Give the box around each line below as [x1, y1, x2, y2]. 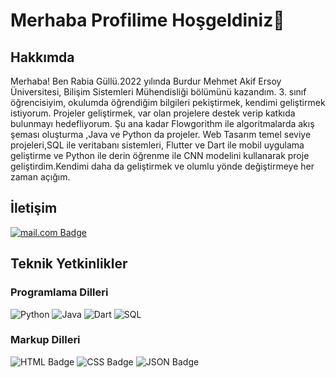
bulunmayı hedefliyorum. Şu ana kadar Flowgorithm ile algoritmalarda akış [10, 118, 315, 129]
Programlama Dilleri [10, 285, 109, 299]
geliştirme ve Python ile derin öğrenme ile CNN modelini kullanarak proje [10, 150, 310, 161]
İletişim [10, 200, 58, 217]
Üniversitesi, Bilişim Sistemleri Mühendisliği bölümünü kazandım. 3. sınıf [10, 86, 307, 98]
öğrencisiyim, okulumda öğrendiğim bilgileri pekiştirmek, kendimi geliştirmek [10, 97, 326, 108]
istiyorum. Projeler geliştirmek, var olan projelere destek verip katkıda [10, 107, 296, 119]
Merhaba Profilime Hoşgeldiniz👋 [10, 9, 285, 32]
